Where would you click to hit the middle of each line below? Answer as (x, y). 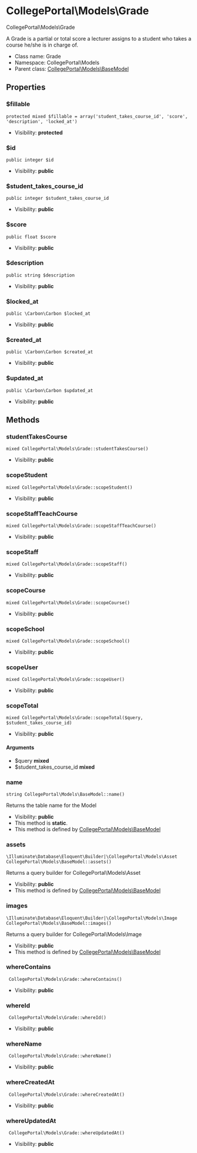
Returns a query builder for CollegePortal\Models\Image (74, 934)
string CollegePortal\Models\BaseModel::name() (66, 794)
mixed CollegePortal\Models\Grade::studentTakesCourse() (77, 449)
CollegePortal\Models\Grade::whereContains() (65, 979)
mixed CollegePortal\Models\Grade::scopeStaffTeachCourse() (81, 526)
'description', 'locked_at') (42, 121)
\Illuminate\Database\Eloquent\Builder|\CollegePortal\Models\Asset (92, 857)
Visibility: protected (39, 132)
